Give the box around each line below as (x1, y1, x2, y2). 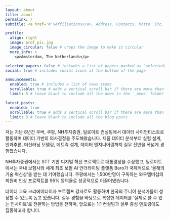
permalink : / (5, 17, 33, 22)
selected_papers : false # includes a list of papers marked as (5, 63, 142, 68)
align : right (10, 35, 37, 40)
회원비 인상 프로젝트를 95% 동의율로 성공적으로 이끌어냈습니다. (5, 178, 130, 184)
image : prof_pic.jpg (10, 40, 53, 46)
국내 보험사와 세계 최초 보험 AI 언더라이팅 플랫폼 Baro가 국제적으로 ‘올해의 (18, 165, 164, 171)
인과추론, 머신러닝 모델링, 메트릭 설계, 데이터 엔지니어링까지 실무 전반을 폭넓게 (5, 142, 159, 148)
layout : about (5, 7, 35, 13)
